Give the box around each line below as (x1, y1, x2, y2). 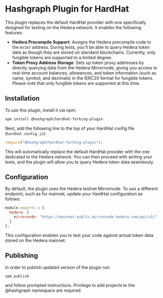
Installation (5, 94, 40, 103)
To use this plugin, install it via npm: (5, 107, 77, 113)
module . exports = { (5, 205, 45, 210)
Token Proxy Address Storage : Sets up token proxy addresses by (12, 60, 144, 65)
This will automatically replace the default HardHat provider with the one (5, 149, 150, 155)
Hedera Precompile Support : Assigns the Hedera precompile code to (12, 39, 151, 45)
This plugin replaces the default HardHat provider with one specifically (5, 19, 147, 25)
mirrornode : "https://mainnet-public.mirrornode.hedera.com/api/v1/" (14, 215, 158, 220)
